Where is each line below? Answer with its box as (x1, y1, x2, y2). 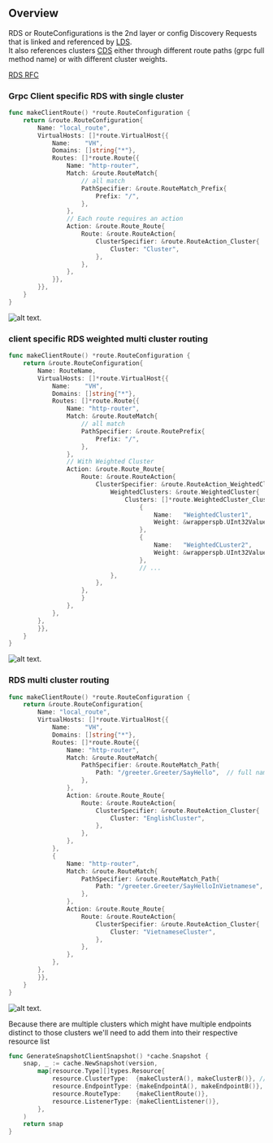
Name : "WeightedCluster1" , (154, 511, 253, 519)
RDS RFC (8, 69, 39, 80)
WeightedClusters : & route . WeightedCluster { (110, 488, 260, 496)
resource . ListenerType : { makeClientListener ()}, (51, 1097, 220, 1106)
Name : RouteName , (37, 367, 96, 375)
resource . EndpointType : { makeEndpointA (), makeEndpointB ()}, (51, 1083, 264, 1091)
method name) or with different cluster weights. (8, 54, 168, 64)
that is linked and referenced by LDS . (8, 37, 132, 46)
